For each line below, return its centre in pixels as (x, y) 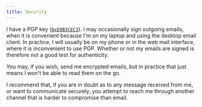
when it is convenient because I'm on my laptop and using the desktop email (101, 35)
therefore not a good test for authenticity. (58, 54)
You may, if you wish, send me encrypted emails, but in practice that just (96, 66)
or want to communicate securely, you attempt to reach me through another (100, 91)
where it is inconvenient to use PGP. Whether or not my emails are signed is (100, 48)
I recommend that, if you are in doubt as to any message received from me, (100, 85)
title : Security (27, 12)
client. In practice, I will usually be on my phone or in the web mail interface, (100, 42)
